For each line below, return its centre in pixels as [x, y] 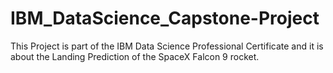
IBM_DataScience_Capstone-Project [165, 18]
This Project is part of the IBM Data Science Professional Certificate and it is [167, 46]
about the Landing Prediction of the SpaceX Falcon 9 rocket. [135, 56]
